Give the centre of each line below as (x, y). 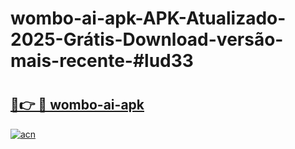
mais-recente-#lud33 (102, 61)
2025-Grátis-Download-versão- (147, 39)
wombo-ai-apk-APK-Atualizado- (148, 18)
